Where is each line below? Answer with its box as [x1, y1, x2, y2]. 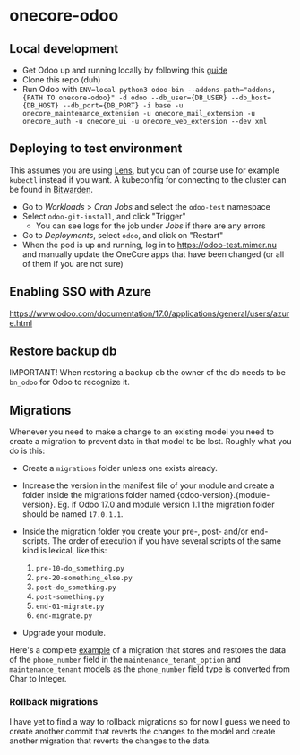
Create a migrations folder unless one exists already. [21, 463, 218, 474]
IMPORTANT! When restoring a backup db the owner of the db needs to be [9, 367, 287, 378]
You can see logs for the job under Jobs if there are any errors [35, 220, 266, 231]
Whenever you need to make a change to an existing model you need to [9, 426, 275, 437]
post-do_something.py [35, 583, 116, 592]
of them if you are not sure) [21, 258, 124, 269]
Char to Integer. [9, 673, 67, 684]
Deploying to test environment [9, 141, 183, 157]
